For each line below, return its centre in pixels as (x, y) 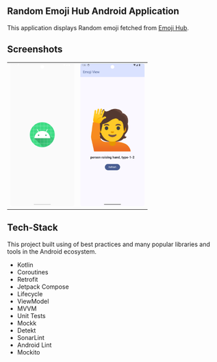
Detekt (26, 330)
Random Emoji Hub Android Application (93, 11)
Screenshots (35, 50)
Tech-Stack (33, 228)
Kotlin (25, 265)
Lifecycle (30, 293)
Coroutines (33, 272)
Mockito (28, 352)
